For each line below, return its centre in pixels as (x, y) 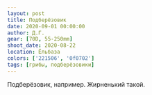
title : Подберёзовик (37, 20)
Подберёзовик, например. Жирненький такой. (76, 84)
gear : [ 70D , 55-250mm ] (40, 39)
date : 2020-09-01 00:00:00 (46, 26)
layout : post (26, 13)
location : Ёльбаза (34, 52)
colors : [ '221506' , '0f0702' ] (51, 59)
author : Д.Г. (26, 33)
